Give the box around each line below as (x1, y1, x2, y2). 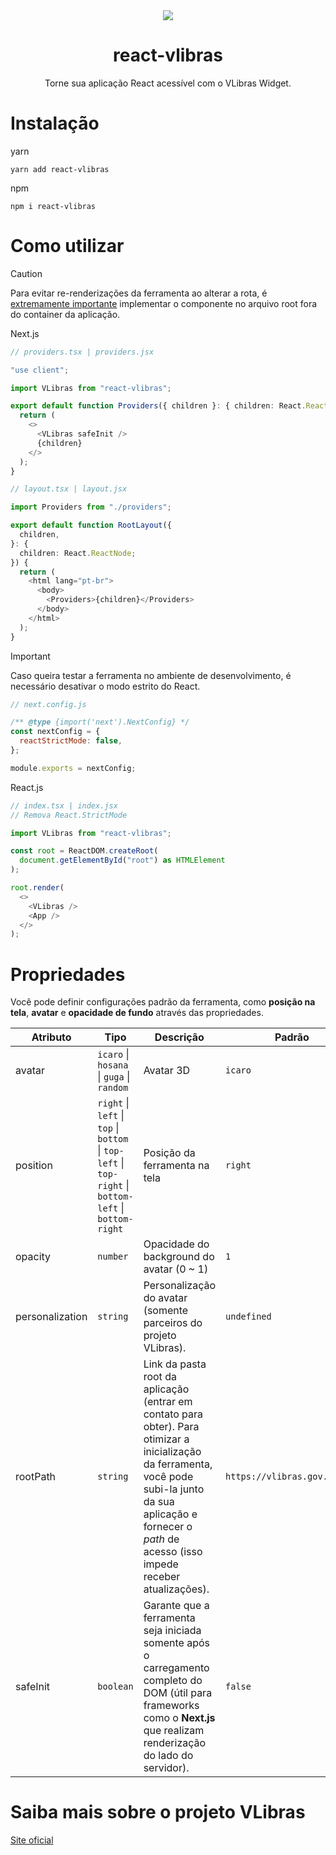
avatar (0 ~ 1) (143, 1262, 209, 1276)
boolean (97, 1681, 134, 1693)
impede (143, 1557, 179, 1571)
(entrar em (143, 1395, 193, 1409)
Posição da (143, 1146, 196, 1160)
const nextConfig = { (10, 727, 101, 737)
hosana (97, 1060, 129, 1071)
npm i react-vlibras (10, 201, 97, 211)
